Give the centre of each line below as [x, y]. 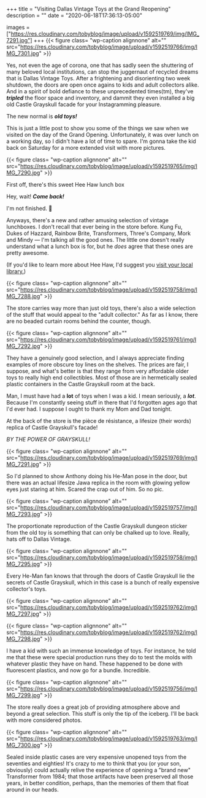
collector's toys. [27, 589]
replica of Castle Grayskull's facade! [52, 427]
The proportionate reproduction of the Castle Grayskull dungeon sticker [97, 526]
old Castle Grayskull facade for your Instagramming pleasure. [84, 104]
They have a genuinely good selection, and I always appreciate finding [95, 358]
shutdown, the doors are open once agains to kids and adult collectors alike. [103, 85]
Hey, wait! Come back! [35, 196]
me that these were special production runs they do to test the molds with [100, 657]
